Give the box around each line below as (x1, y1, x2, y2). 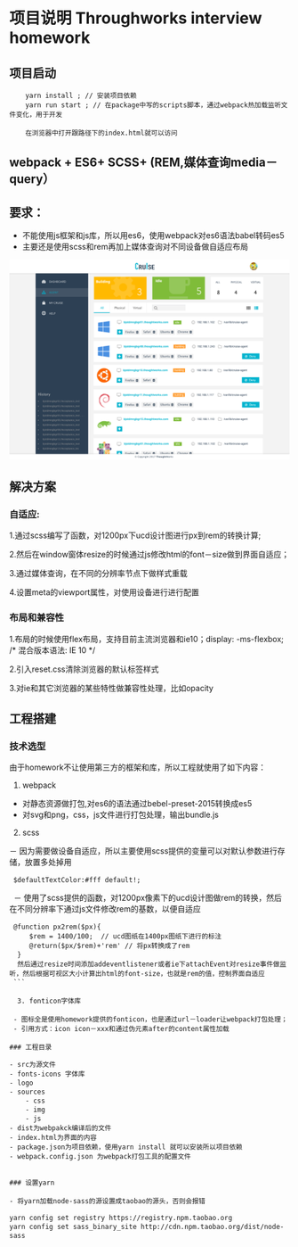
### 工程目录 (9, 1043, 52, 1053)
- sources (9, 1087, 46, 1097)
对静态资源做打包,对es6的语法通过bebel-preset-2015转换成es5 (21, 798, 253, 809)
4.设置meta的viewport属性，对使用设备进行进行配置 (9, 587, 200, 598)
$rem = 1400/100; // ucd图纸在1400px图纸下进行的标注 (28, 932, 222, 941)
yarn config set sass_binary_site (9, 1223, 138, 1232)
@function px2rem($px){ (12, 922, 101, 932)
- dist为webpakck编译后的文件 (9, 1124, 112, 1133)
